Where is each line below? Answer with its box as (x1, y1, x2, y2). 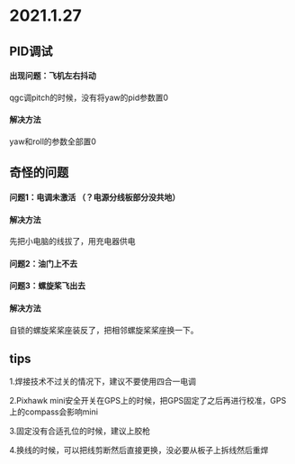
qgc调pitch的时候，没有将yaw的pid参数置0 (9, 92, 169, 103)
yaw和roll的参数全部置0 (9, 136, 97, 147)
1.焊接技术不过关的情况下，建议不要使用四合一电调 (9, 376, 196, 387)
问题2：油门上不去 (9, 258, 78, 268)
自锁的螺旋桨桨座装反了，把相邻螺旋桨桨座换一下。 (9, 324, 199, 335)
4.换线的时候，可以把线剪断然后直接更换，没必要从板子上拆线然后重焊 (9, 445, 269, 456)
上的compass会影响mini (9, 406, 99, 417)
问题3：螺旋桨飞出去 (9, 280, 86, 291)
